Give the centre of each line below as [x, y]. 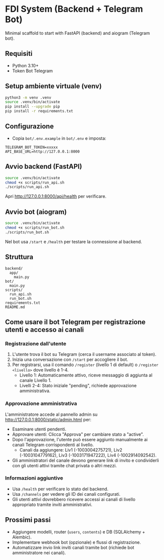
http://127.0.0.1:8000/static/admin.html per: [48, 419]
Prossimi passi [28, 520]
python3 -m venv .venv [28, 97]
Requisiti [19, 54]
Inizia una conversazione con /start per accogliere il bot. [70, 360]
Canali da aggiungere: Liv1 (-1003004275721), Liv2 [71, 450]
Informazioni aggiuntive [34, 478]
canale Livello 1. [35, 380]
